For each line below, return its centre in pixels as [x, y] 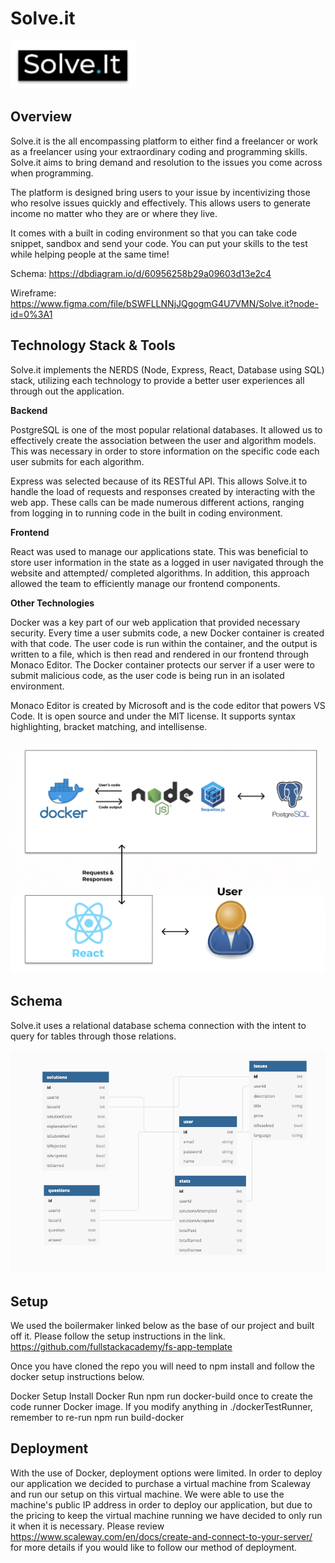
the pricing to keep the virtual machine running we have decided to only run [166, 1515]
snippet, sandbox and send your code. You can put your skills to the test [159, 243]
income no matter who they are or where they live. [114, 213]
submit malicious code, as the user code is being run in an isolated [147, 675]
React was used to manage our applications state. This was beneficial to [159, 551]
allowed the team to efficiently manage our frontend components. [145, 583]
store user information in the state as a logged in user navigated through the [167, 562]
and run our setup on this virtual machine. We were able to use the [147, 1494]
